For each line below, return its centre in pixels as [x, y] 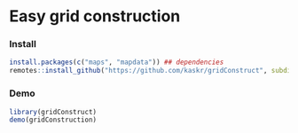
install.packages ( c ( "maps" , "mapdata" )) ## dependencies [117, 63]
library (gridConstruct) [53, 112]
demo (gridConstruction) [53, 120]
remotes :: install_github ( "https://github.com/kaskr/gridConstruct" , [138, 71]
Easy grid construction [95, 16]
